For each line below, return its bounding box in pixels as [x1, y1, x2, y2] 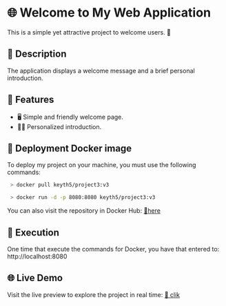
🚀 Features [7, 94, 54, 106]
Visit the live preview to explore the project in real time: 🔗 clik [7, 290, 181, 298]
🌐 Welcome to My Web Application [7, 5, 212, 21]
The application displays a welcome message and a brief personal [7, 66, 195, 75]
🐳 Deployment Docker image [7, 142, 132, 154]
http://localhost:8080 [7, 252, 68, 260]
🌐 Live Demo [7, 272, 63, 284]
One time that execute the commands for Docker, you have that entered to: [7, 245, 220, 253]
